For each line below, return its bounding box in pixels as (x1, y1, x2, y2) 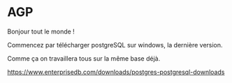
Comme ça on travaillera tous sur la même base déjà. (7, 54, 161, 63)
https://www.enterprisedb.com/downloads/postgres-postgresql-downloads (7, 68, 225, 76)
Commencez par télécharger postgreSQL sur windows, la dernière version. (7, 40, 223, 49)
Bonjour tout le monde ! (7, 27, 75, 36)
